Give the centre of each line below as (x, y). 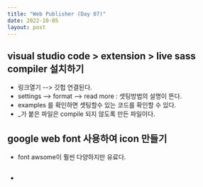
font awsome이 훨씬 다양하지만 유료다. (72, 157)
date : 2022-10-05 (33, 21)
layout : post (27, 27)
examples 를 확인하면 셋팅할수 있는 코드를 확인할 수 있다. (97, 105)
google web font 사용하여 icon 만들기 (87, 138)
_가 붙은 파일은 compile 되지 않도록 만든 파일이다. (86, 114)
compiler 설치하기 (46, 69)
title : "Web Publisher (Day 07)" (57, 14)
